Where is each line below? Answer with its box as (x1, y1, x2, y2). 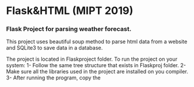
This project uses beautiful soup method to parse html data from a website (6, 38, 188, 45)
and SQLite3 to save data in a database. (6, 44, 103, 51)
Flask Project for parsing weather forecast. (6, 25, 131, 33)
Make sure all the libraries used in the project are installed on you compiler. (6, 68, 189, 75)
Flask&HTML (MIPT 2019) (6, 4, 134, 18)
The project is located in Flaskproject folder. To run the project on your (6, 55, 178, 62)
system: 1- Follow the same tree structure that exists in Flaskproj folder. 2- (6, 62, 186, 69)
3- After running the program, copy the (6, 74, 101, 81)
